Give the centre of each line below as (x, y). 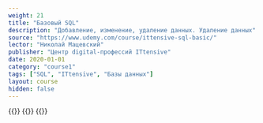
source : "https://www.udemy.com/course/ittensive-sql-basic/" (113, 37)
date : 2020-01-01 (37, 60)
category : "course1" (42, 67)
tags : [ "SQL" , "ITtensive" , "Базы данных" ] (81, 74)
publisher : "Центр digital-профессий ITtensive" (90, 52)
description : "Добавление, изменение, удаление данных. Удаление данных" (132, 30)
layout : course (33, 81)
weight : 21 (26, 15)
